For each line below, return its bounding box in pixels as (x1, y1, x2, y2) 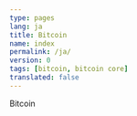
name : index (9, 38, 55, 48)
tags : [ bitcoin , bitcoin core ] (9, 65, 129, 74)
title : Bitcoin (9, 30, 68, 39)
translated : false (9, 73, 79, 82)
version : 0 (9, 56, 51, 65)
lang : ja (9, 22, 43, 31)
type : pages (9, 13, 55, 23)
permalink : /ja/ (9, 47, 71, 57)
